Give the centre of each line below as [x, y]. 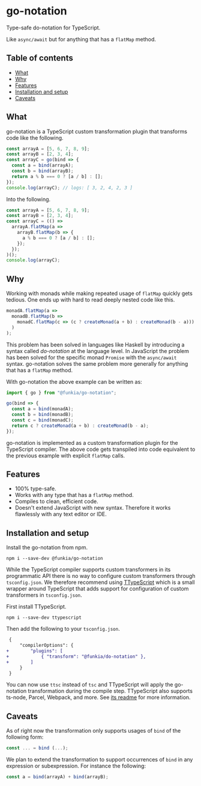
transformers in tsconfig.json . [44, 595]
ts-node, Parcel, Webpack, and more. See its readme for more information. [98, 697]
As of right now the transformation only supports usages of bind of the [94, 731]
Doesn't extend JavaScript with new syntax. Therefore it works [93, 508]
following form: [25, 737]
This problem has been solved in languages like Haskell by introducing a [95, 344]
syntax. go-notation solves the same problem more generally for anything [97, 363]
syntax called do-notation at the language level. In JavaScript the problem [98, 351]
